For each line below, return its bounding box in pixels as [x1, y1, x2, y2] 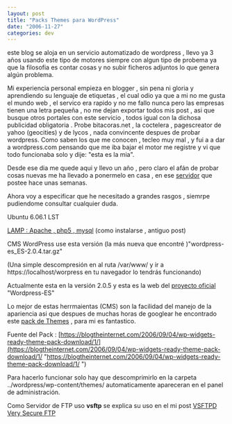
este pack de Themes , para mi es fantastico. [7, 317, 137, 325]
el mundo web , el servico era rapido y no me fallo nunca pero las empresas [7, 99, 224, 108]
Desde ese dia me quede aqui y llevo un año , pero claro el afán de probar [7, 164, 219, 172]
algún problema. [7, 71, 54, 79]
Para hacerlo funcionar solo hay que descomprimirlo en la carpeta [7, 373, 197, 382]
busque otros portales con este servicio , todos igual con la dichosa [7, 114, 201, 122]
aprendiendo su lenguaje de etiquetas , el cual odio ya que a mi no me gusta [7, 92, 226, 100]
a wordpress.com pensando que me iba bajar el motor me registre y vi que [7, 143, 221, 151]
